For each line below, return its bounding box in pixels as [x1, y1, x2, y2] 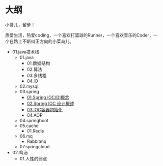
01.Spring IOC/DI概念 [27, 94, 70, 100]
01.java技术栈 [12, 49, 40, 55]
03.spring [19, 88, 39, 94]
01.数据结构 [27, 60, 50, 66]
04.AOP [27, 112, 43, 118]
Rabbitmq [27, 138, 47, 144]
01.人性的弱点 [19, 156, 48, 162]
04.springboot [19, 117, 49, 123]
